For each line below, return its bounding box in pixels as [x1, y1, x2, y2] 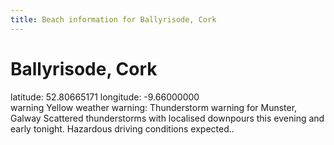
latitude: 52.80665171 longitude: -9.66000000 [10, 91, 200, 103]
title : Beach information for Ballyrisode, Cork [10, 14, 217, 25]
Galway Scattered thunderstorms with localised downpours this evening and [10, 112, 325, 124]
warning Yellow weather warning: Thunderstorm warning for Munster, [10, 101, 298, 113]
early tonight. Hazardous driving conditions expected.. [10, 122, 235, 135]
